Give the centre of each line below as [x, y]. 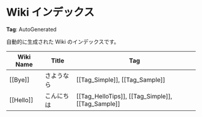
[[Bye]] [20, 80]
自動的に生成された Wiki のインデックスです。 [63, 41]
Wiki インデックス [50, 12]
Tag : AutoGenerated [32, 29]
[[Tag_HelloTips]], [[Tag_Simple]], [124, 96]
